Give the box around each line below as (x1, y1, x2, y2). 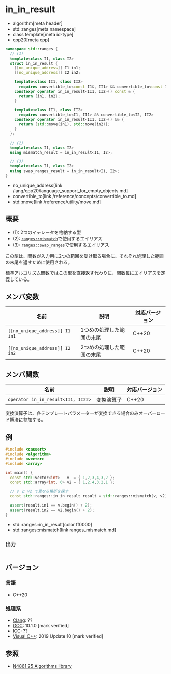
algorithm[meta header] (12, 20, 63, 26)
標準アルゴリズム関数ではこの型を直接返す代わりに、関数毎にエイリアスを (5, 270, 161, 276)
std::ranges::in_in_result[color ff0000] (12, 521, 93, 527)
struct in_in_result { (10, 61, 58, 66)
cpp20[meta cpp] (12, 37, 50, 43)
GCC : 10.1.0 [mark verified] (12, 622, 69, 628)
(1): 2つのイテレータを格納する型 (12, 229, 81, 235)
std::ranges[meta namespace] (12, 25, 76, 32)
